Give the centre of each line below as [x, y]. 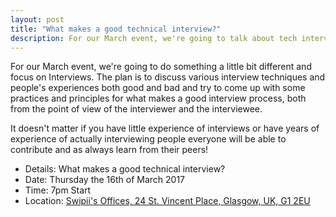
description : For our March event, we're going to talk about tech [154, 38]
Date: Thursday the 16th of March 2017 [105, 180]
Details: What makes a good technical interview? [125, 169]
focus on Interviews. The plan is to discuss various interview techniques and [168, 77]
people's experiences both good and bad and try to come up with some [158, 88]
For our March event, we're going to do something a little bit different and [161, 67]
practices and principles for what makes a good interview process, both [158, 98]
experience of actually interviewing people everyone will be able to [148, 139]
